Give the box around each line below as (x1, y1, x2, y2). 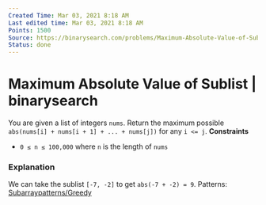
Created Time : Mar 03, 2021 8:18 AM (8, 11, 129, 20)
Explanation (8, 161, 55, 173)
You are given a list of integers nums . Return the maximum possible (8, 118, 224, 127)
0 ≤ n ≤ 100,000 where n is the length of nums (19, 142, 169, 151)
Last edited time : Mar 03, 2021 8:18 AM (8, 19, 144, 27)
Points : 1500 (8, 26, 51, 34)
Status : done (8, 41, 51, 49)
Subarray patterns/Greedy (8, 188, 93, 198)
